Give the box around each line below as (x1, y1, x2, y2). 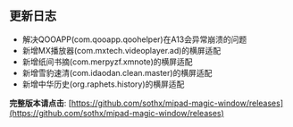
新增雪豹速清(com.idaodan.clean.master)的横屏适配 (21, 67, 213, 78)
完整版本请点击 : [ (9, 97, 72, 108)
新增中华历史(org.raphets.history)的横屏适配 (21, 79, 185, 89)
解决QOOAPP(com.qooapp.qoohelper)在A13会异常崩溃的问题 (21, 34, 247, 45)
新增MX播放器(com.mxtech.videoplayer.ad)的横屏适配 (21, 45, 222, 55)
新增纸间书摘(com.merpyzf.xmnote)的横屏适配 (21, 56, 194, 67)
